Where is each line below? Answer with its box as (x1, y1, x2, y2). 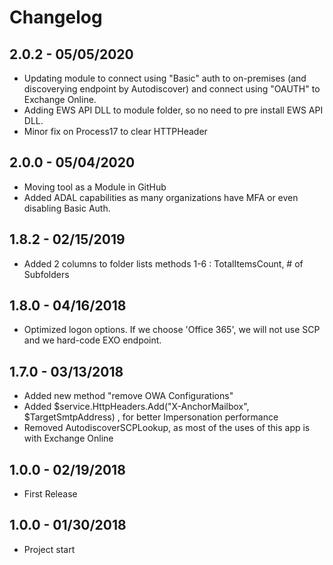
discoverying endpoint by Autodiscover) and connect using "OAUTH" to (23, 83, 321, 95)
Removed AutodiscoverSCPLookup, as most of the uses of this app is (23, 422, 311, 434)
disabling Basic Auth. (23, 202, 111, 214)
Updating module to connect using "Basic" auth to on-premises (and (23, 72, 307, 84)
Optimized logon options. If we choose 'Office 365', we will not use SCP (23, 324, 321, 336)
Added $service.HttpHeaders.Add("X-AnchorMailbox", (23, 401, 250, 413)
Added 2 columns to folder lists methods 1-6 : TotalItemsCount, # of (23, 257, 304, 270)
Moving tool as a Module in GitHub (23, 181, 167, 193)
